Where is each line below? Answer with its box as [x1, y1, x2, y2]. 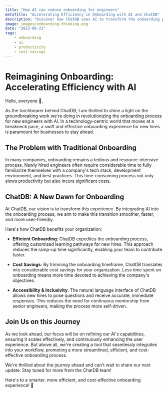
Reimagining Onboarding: [5, 71, 114, 82]
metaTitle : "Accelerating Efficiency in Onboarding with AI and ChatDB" [5, 12, 160, 17]
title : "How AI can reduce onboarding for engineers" [5, 7, 120, 13]
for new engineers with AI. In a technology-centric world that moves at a [5, 118, 154, 124]
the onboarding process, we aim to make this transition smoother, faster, [5, 211, 154, 217]
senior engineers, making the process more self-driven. [12, 303, 127, 309]
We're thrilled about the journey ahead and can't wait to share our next [5, 361, 151, 368]
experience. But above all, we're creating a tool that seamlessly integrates [5, 341, 157, 347]
